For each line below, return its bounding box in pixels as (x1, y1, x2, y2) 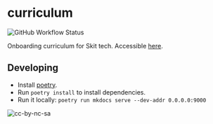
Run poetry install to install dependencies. (17, 88, 146, 96)
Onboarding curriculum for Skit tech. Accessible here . (7, 41, 163, 50)
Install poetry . (17, 81, 58, 89)
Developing (7, 62, 58, 74)
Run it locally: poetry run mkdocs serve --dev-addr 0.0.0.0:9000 (17, 95, 207, 104)
